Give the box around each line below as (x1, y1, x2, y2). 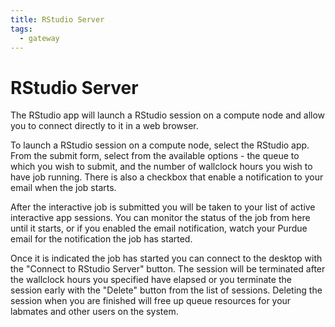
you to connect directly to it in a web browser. (10, 120, 199, 132)
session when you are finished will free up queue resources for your (10, 295, 292, 307)
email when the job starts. (10, 182, 117, 194)
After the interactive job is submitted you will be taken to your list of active (10, 201, 316, 213)
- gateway (19, 33, 60, 43)
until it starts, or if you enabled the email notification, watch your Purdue (10, 222, 308, 235)
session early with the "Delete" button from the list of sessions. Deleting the (10, 284, 323, 296)
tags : (10, 24, 33, 34)
